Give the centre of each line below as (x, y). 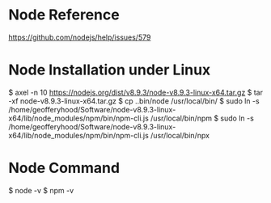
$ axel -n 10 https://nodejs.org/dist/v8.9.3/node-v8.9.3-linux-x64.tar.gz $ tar (135, 92)
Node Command (64, 168)
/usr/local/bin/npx (180, 135)
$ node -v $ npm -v (41, 190)
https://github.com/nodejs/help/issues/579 (80, 37)
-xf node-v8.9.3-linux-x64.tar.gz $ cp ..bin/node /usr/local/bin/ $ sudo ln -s (134, 101)
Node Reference (64, 15)
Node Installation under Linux (110, 70)
